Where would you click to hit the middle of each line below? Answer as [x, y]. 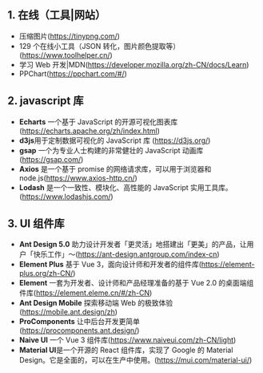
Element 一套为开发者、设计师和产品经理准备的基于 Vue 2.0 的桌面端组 [136, 283]
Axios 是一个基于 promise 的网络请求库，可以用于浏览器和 [115, 168]
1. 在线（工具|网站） [57, 15]
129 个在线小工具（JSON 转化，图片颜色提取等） [100, 46]
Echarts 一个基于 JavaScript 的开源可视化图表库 [98, 122]
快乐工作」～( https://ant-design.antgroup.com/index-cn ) [127, 254]
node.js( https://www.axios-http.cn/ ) [78, 178]
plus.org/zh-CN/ [46, 274]
